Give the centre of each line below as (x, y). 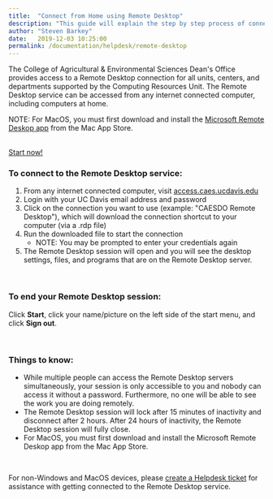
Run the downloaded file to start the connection (104, 234)
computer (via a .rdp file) (65, 226)
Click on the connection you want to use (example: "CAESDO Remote (140, 209)
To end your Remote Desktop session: (85, 297)
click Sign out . (32, 323)
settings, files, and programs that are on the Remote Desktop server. (138, 260)
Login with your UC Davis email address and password (115, 200)
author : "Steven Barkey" (50, 31)
